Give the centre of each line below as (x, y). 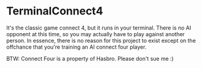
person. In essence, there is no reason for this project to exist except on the (101, 40)
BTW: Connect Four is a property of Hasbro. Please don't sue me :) (90, 58)
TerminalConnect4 (55, 11)
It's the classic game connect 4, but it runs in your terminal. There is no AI (99, 28)
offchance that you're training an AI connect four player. (77, 47)
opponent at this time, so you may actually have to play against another (96, 34)
